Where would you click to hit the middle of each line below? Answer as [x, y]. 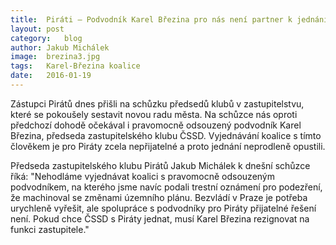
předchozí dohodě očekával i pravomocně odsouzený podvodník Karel [156, 125]
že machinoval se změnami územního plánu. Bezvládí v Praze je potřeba [159, 197]
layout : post [37, 29]
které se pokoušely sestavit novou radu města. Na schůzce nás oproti [154, 114]
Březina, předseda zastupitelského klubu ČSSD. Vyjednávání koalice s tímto [166, 135]
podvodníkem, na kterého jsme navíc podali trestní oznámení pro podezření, [166, 187]
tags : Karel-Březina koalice [75, 66]
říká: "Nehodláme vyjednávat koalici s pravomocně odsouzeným [143, 176]
